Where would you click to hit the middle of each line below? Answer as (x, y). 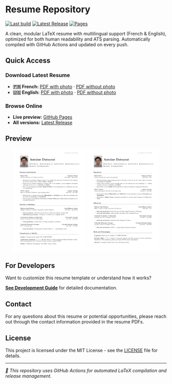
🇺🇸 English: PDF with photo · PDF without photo (64, 92)
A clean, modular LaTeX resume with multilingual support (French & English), (86, 33)
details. (13, 356)
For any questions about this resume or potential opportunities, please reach (86, 316)
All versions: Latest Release (42, 122)
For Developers (30, 265)
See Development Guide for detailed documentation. (61, 288)
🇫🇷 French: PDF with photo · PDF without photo (64, 86)
